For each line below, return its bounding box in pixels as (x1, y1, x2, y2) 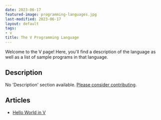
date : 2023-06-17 (5, 7, 41, 12)
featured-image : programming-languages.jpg (5, 12, 97, 17)
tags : (5, 26, 16, 31)
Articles (5, 96, 31, 105)
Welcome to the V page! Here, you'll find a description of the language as (5, 48, 156, 55)
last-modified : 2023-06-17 (5, 16, 61, 21)
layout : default (5, 21, 39, 26)
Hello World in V (12, 109, 46, 115)
